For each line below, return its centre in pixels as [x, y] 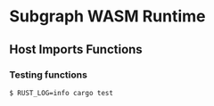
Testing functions [48, 75]
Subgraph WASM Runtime [107, 16]
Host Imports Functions [76, 49]
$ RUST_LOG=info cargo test [62, 93]
